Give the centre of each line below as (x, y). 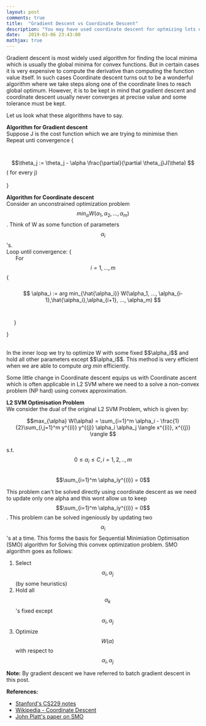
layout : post (23, 12)
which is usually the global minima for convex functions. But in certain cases (103, 64)
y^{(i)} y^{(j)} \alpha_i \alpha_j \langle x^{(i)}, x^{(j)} (126, 427)
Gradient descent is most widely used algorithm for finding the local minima (102, 58)
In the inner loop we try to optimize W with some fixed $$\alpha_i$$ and (97, 352)
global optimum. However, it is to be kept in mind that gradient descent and (101, 90)
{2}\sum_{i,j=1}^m (38, 427)
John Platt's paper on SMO (49, 717)
